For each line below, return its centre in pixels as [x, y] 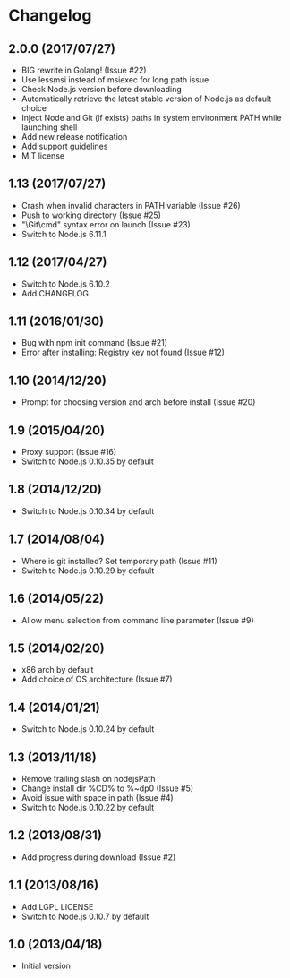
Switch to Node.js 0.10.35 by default [87, 461]
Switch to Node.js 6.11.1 [64, 234]
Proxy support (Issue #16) [69, 452]
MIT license [43, 156]
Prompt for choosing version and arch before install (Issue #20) [138, 402]
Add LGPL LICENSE [57, 906]
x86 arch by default [57, 670]
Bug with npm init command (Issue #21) [94, 343]
